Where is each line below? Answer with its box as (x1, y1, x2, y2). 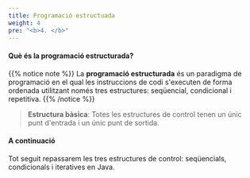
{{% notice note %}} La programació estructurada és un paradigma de (8, 68, 242, 78)
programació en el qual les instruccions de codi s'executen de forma (8, 77, 233, 87)
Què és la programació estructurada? (8, 51, 134, 60)
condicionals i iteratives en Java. (8, 162, 115, 172)
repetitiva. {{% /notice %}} (8, 94, 95, 103)
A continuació (8, 136, 56, 145)
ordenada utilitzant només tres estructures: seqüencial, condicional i (8, 85, 232, 95)
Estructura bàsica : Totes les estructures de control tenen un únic (27, 109, 242, 119)
